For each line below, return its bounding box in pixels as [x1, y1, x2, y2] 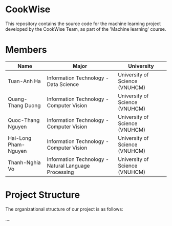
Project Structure [5, 189, 80, 201]
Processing [47, 168, 74, 175]
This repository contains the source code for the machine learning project [5, 20, 161, 27]
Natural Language [47, 162, 90, 169]
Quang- [8, 95, 28, 102]
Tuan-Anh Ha [8, 77, 41, 85]
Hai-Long [8, 134, 32, 141]
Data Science [47, 80, 79, 88]
